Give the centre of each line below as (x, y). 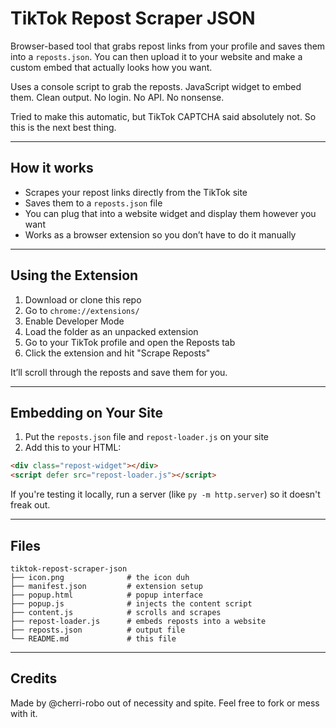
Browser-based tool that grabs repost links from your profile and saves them (168, 46)
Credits (34, 678)
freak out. (30, 505)
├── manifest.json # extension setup (106, 586)
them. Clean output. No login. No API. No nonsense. (117, 97)
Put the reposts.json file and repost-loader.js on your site (147, 437)
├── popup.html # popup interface (106, 595)
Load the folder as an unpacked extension (111, 331)
